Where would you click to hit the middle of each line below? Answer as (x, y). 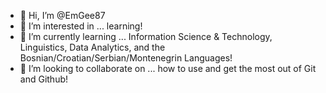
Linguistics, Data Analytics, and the (92, 47)
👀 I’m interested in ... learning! (81, 26)
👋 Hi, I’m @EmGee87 (62, 15)
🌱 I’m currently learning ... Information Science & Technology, (146, 36)
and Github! (44, 79)
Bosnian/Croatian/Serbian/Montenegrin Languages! (126, 58)
